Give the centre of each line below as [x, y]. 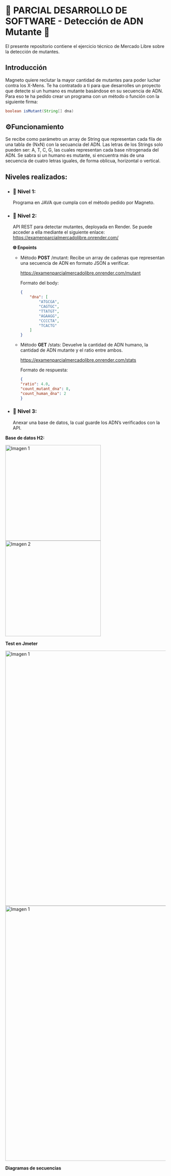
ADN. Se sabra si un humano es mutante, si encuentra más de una [75, 156]
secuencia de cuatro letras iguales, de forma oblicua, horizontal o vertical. [83, 161]
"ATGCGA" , [49, 302]
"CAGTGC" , [49, 307]
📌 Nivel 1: [24, 191]
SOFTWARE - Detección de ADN [74, 21]
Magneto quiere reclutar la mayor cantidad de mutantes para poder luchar [83, 80]
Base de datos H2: [25, 438]
